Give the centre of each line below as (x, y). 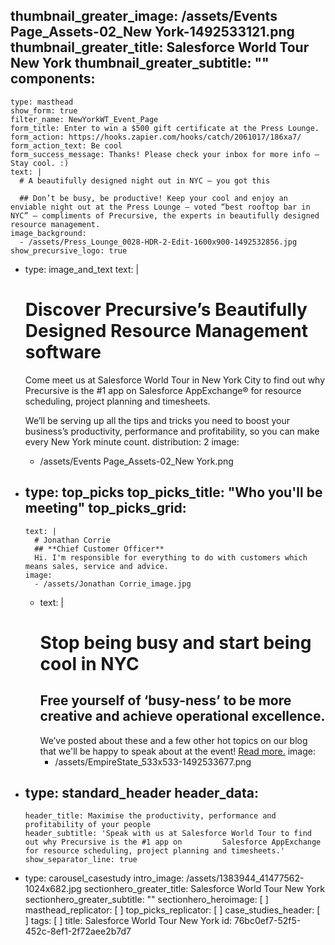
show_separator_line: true (81, 860)
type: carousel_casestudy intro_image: (104, 878)
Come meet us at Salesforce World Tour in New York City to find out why (175, 380)
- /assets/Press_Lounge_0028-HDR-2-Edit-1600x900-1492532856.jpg (158, 242)
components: (53, 79)
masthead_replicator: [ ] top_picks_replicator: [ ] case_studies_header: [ (172, 910)
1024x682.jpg (53, 889)
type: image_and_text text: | (82, 269)
